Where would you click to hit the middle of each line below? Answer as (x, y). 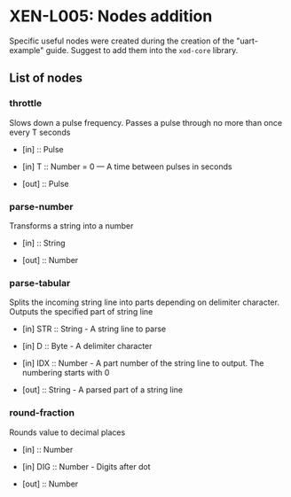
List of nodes (46, 78)
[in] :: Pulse (43, 149)
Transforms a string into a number (71, 225)
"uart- (248, 41)
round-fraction (42, 413)
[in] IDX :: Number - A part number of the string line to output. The (143, 363)
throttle (26, 104)
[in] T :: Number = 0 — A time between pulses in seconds (127, 167)
